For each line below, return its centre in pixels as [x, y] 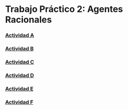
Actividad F [19, 102]
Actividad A [20, 35]
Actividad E [19, 89]
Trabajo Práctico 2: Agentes [64, 9]
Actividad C [20, 62]
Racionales [29, 20]
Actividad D [19, 75]
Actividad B [19, 49]
